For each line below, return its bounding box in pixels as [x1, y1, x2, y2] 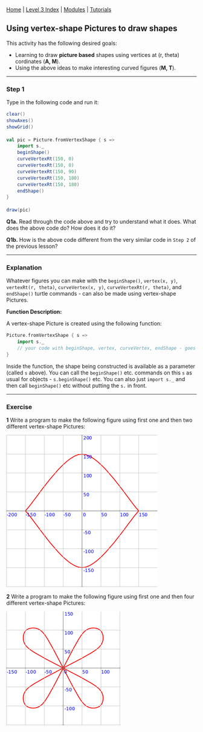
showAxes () [6, 118, 34, 124]
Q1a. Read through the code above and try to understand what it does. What [6, 218, 196, 225]
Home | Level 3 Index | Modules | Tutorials [6, 6, 112, 13]
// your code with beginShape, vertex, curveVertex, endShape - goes [17, 345, 196, 351]
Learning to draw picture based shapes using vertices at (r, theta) [14, 51, 180, 58]
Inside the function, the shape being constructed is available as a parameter [6, 362, 195, 370]
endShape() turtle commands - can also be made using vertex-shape [6, 290, 176, 298]
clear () [6, 111, 26, 118]
